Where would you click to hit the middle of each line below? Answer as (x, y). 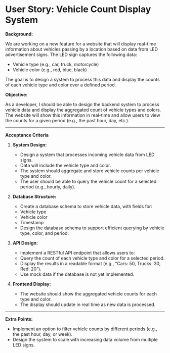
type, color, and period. (45, 233)
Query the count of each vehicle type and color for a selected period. (92, 258)
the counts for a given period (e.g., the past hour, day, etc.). (67, 120)
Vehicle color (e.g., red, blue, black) (50, 70)
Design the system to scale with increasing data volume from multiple (85, 339)
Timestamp (32, 222)
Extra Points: (19, 319)
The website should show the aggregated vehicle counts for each (88, 293)
